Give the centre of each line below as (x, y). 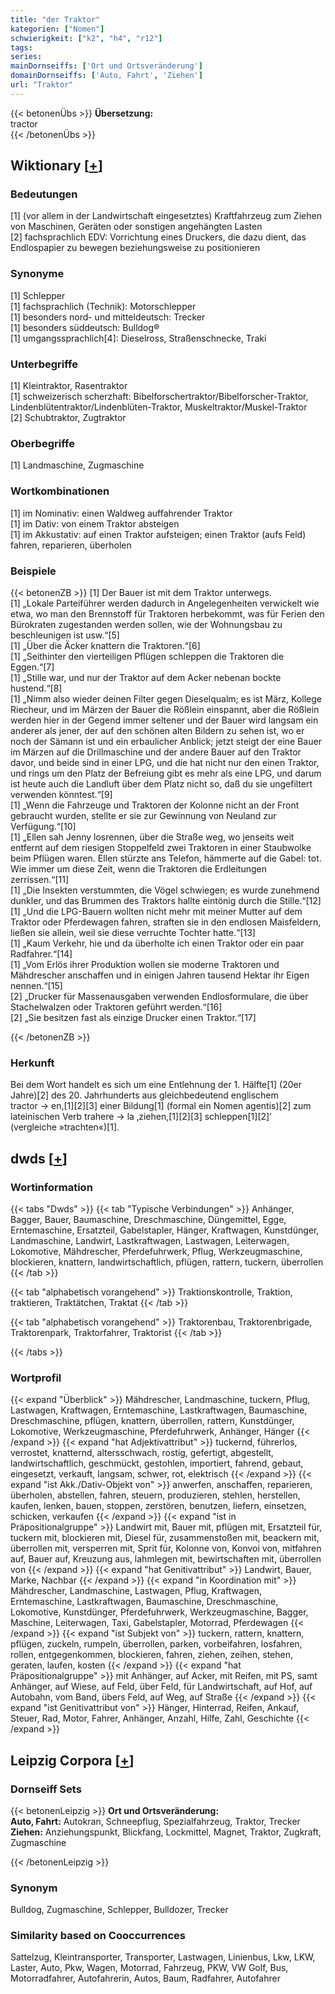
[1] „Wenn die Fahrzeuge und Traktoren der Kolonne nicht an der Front (155, 805)
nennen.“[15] (36, 985)
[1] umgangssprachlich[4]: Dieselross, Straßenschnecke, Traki (138, 338)
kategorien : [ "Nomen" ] (57, 29)
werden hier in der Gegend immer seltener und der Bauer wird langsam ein (164, 720)
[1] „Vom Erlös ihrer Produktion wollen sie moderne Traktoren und (145, 964)
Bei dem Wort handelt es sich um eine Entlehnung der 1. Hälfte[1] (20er (156, 1085)
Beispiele (33, 571)
